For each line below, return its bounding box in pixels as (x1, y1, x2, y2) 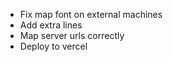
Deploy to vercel (19, 40, 88, 52)
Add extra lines (19, 19, 83, 31)
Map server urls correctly (19, 30, 125, 41)
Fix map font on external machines (19, 9, 163, 20)
